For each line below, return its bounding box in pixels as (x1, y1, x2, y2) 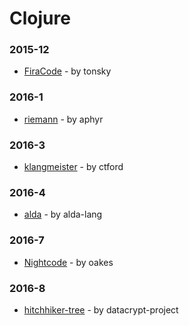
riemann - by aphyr (23, 113, 104, 125)
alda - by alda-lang (23, 208, 103, 221)
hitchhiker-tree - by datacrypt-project (23, 303, 179, 316)
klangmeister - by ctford (23, 161, 124, 173)
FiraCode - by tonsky (23, 65, 112, 77)
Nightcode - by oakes (23, 256, 114, 268)
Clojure (9, 7, 71, 30)
